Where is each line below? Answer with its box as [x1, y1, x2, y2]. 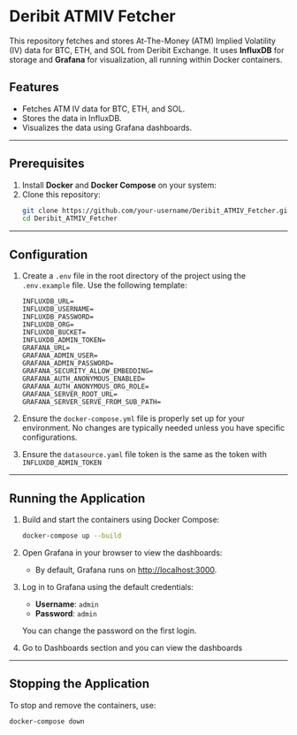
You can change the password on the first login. [21, 625, 197, 636]
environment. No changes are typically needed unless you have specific [21, 423, 286, 433]
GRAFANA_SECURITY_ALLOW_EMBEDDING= [21, 367, 154, 376]
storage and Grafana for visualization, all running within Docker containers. [9, 54, 283, 65]
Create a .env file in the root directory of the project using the [21, 271, 246, 281]
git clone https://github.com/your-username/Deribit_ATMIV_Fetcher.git [21, 206, 292, 215]
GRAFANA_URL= [21, 343, 71, 353]
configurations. [21, 432, 78, 443]
